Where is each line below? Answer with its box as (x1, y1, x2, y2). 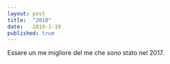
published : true (7, 29, 55, 37)
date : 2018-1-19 (7, 23, 61, 30)
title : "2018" (7, 17, 52, 24)
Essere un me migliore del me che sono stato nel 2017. (7, 49, 164, 57)
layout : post (7, 10, 46, 17)
